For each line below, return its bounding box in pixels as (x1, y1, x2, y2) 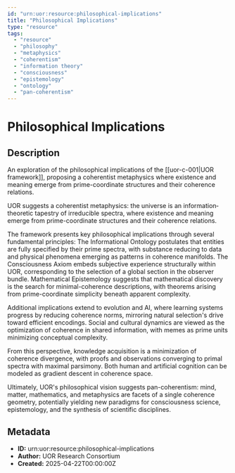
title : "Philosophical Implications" (7, 17, 118, 24)
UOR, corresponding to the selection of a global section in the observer (7, 268, 215, 276)
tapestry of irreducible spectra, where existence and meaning (34, 209, 214, 218)
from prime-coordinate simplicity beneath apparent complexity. (7, 290, 191, 299)
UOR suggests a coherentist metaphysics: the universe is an (7, 202, 182, 210)
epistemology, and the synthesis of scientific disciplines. (7, 406, 171, 414)
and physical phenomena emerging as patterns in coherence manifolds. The (7, 252, 229, 261)
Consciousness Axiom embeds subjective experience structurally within (7, 260, 216, 268)
